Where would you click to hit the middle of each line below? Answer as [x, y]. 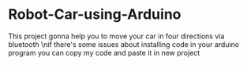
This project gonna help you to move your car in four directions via [116, 36]
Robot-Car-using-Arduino [95, 14]
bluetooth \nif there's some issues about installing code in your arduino [123, 44]
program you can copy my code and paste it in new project [104, 52]
